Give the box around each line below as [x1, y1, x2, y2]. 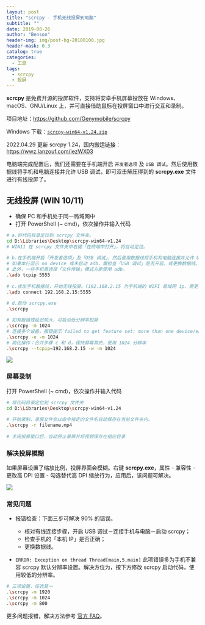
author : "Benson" [6, 32, 51, 38]
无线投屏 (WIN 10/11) [6, 195, 84, 205]
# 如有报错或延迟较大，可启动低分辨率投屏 [6, 317, 99, 323]
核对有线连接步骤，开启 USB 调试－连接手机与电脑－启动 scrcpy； [24, 528, 191, 535]
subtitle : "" [6, 20, 40, 26]
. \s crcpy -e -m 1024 [6, 334, 59, 340]
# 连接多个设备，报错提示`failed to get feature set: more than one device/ [6, 328, 196, 334]
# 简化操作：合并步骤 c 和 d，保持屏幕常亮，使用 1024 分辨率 [6, 340, 146, 346]
